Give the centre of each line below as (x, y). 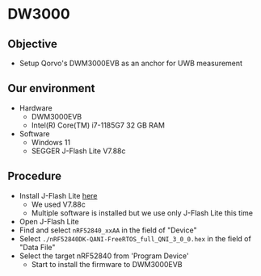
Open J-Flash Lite (49, 221)
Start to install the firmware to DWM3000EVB (107, 264)
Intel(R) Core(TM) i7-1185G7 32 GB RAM (98, 125)
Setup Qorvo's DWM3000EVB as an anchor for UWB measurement (131, 63)
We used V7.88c (58, 204)
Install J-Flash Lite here (58, 195)
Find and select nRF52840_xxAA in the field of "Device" (108, 230)
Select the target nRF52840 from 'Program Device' (104, 256)
